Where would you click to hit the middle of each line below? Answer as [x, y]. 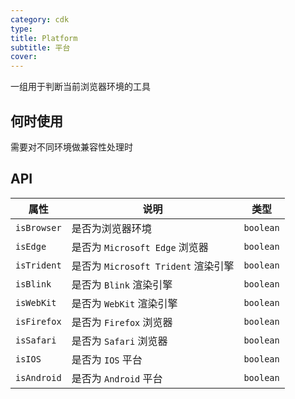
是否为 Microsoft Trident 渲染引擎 [153, 266]
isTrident [38, 265]
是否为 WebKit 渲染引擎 [124, 303]
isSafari [36, 340]
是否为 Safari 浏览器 [119, 341]
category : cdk [40, 19]
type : [21, 29]
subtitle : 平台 [40, 47]
